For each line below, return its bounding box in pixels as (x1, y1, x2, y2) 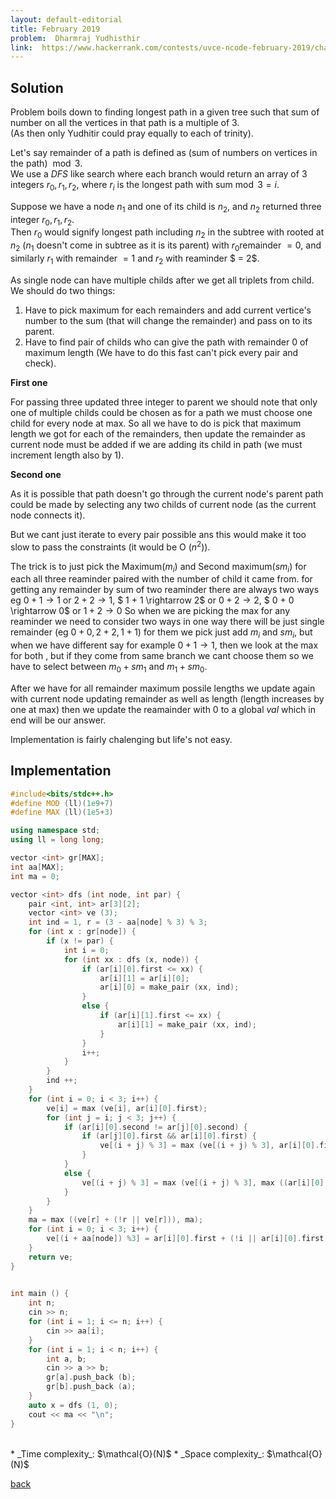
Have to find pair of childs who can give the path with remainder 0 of (24, 336, 309, 348)
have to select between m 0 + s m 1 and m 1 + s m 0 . (10, 661, 208, 675)
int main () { (10, 1289, 70, 1299)
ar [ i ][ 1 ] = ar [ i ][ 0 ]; (99, 973, 190, 983)
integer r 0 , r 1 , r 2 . (10, 213, 75, 228)
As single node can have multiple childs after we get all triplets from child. (10, 274, 315, 286)
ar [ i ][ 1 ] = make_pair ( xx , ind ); (117, 1019, 257, 1030)
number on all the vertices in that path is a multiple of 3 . (10, 117, 240, 129)
